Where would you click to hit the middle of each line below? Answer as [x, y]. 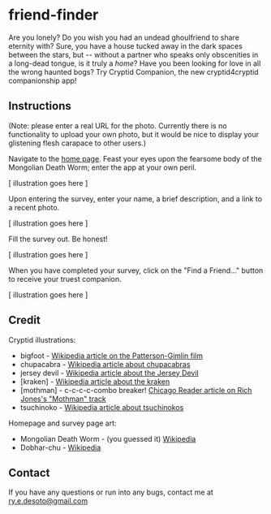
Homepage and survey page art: [62, 423]
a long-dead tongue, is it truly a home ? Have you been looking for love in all [135, 63]
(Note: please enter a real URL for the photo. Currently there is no [118, 125]
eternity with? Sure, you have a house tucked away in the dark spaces [126, 45]
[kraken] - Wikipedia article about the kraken [95, 381]
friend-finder [54, 15]
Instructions [40, 106]
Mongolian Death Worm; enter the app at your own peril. [103, 167]
